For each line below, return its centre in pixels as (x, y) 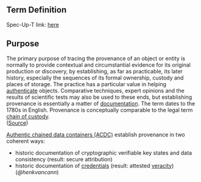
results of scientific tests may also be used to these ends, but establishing (99, 97)
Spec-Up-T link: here (33, 24)
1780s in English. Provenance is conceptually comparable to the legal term (100, 110)
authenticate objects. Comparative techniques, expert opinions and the (95, 90)
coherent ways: (26, 141)
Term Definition (37, 10)
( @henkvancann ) (37, 172)
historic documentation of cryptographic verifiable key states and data (104, 153)
